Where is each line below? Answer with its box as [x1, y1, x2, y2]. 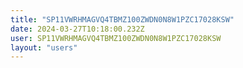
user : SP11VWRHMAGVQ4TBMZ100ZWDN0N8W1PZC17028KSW [10, 33, 222, 43]
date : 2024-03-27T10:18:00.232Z [10, 24, 145, 34]
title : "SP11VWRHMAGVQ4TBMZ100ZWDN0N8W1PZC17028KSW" [10, 14, 235, 25]
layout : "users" [10, 42, 78, 53]
